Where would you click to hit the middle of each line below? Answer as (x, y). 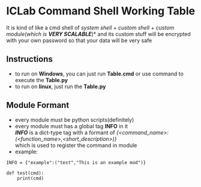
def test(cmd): (25, 173)
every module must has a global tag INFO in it (71, 126)
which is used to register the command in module (76, 145)
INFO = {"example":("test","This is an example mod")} (76, 162)
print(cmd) (31, 178)
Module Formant (38, 105)
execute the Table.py (41, 80)
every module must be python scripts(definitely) (74, 120)
